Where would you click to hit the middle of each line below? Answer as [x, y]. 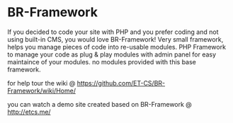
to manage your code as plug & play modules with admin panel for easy [112, 54]
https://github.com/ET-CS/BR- [121, 83]
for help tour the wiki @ [41, 83]
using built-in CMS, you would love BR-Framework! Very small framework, [115, 39]
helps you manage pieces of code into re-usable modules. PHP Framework [117, 47]
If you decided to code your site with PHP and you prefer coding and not [113, 32]
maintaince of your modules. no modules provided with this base [102, 61]
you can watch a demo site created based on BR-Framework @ [100, 104]
